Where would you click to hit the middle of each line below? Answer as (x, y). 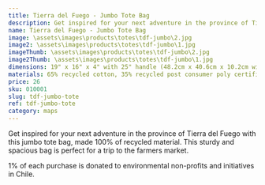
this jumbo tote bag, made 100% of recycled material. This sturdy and (121, 142)
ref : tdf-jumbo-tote (42, 104)
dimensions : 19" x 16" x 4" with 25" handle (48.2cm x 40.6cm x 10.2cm (128, 67)
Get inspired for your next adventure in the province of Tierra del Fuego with (132, 134)
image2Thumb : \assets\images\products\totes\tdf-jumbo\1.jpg (111, 60)
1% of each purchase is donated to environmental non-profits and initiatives (131, 166)
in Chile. (22, 174)
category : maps (33, 111)
